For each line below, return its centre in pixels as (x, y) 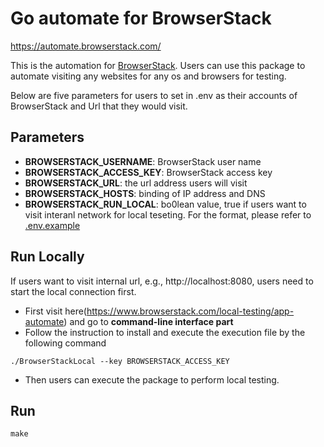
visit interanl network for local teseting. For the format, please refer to (168, 214)
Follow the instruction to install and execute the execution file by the (165, 332)
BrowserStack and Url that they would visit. (99, 106)
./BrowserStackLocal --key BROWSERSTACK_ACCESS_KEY (120, 361)
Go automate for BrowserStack (141, 18)
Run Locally (47, 257)
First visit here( (55, 311)
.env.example (52, 225)
